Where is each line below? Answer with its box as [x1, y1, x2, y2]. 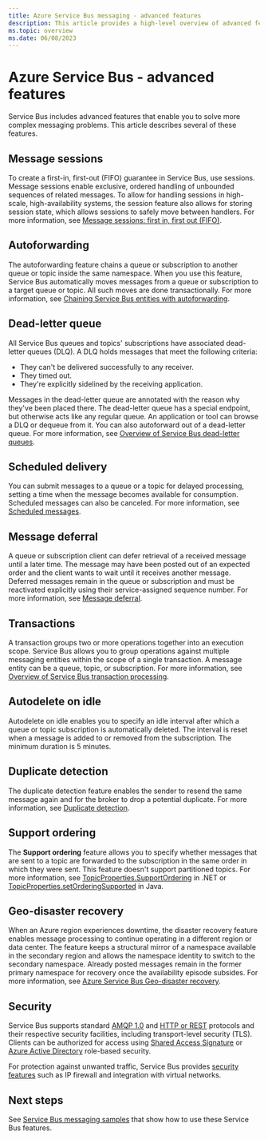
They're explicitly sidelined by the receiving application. [19, 379, 203, 388]
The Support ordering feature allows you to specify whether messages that [8, 847, 258, 857]
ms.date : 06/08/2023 [8, 34, 77, 42]
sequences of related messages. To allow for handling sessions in [8, 190, 225, 200]
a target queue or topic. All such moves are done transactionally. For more [8, 285, 252, 295]
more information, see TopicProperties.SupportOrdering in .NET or [8, 872, 227, 883]
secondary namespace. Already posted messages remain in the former [8, 959, 242, 969]
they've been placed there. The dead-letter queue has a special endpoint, [8, 403, 251, 412]
